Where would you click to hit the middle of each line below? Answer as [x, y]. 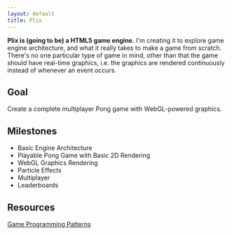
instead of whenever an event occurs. [62, 70]
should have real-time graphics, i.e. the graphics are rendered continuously [116, 62]
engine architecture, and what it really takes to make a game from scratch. [115, 48]
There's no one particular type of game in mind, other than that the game [113, 55]
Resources [31, 207]
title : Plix [25, 20]
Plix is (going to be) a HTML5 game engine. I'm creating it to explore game [116, 40]
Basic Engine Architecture [55, 148]
